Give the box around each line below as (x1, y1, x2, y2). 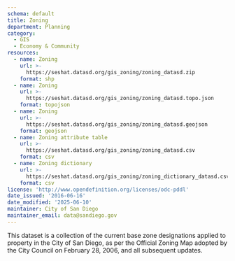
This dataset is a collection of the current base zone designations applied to (7, 231, 226, 239)
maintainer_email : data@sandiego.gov (7, 212, 117, 219)
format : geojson (20, 127, 68, 134)
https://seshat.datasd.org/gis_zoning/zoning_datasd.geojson (25, 120, 208, 128)
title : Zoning (7, 17, 49, 24)
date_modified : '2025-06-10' (7, 199, 92, 206)
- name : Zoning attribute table (13, 134, 108, 141)
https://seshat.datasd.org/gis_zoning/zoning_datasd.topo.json (25, 95, 215, 102)
